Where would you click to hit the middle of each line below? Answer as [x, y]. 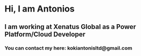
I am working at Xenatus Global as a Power [70, 27]
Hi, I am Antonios [40, 9]
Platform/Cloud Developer [45, 34]
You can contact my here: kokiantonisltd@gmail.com [68, 48]
